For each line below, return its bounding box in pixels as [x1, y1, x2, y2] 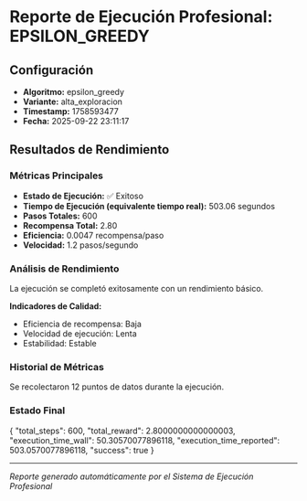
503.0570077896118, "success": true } [9, 444, 154, 455]
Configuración [9, 62, 94, 78]
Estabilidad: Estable [22, 337, 98, 348]
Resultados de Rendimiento [9, 142, 170, 157]
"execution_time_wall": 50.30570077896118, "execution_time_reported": [9, 434, 281, 445]
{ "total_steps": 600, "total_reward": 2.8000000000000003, [9, 425, 236, 436]
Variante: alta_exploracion [22, 96, 123, 107]
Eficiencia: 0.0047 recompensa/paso [22, 229, 164, 240]
